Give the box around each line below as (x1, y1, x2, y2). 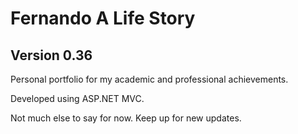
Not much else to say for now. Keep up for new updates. (10, 112, 242, 124)
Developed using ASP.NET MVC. (10, 93, 145, 104)
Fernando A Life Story (10, 7, 196, 30)
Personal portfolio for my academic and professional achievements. (10, 73, 289, 85)
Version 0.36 (10, 47, 93, 64)
